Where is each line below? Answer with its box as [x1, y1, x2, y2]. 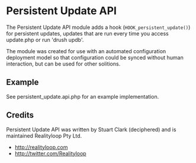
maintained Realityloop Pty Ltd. [6, 132, 82, 139]
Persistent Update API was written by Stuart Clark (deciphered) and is [6, 126, 176, 133]
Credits [6, 110, 34, 120]
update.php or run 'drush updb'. [6, 36, 84, 43]
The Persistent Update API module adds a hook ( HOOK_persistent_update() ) [6, 24, 191, 31]
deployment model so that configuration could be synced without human [6, 54, 184, 61]
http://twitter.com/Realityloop [14, 149, 87, 157]
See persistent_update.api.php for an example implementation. [6, 93, 159, 100]
